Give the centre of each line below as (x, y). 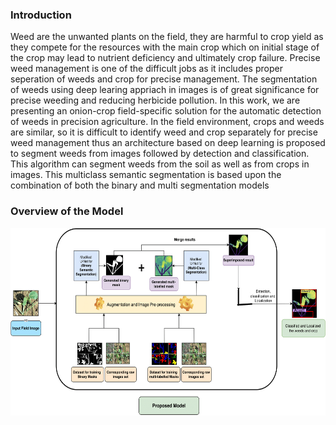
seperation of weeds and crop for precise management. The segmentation (164, 79)
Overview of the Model (67, 211)
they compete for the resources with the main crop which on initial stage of (165, 47)
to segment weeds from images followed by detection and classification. (160, 154)
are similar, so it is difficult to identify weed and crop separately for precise (164, 132)
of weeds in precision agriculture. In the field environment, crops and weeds (167, 122)
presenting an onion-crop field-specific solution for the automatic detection (166, 111)
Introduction (41, 15)
